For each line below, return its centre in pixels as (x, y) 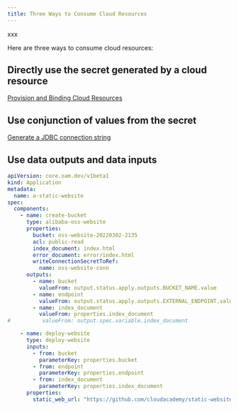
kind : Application (34, 182)
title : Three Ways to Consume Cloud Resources (77, 14)
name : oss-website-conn (74, 268)
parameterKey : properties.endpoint (91, 373)
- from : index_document (68, 380)
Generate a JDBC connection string (59, 137)
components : (32, 209)
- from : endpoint (58, 366)
